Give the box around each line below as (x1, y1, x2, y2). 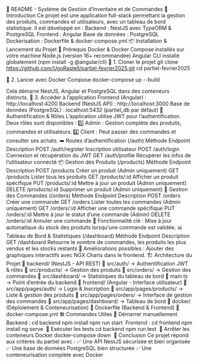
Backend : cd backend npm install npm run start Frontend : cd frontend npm (6, 319, 193, 326)
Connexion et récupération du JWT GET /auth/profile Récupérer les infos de (6, 152, 191, 159)
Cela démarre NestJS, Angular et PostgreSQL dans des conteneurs (6, 87, 170, 95)
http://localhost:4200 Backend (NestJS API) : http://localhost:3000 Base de (6, 100, 190, 107)
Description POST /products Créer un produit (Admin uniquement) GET (6, 167, 179, 174)
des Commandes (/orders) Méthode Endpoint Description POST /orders (6, 192, 181, 199)
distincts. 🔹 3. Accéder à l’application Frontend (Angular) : (6, 94, 147, 100)
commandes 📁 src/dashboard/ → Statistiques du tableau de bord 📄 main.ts (6, 272, 188, 279)
